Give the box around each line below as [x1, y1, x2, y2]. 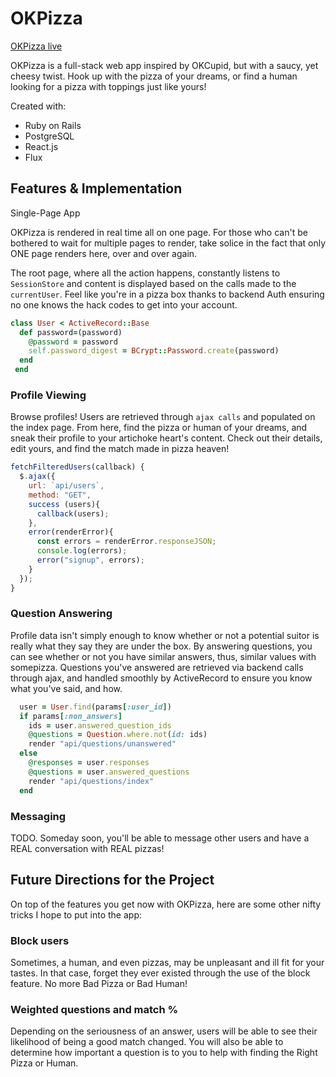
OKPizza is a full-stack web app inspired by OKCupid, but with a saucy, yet [10, 59, 319, 71]
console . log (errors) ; [36, 546, 128, 556]
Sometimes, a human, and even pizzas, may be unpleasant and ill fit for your [10, 957, 325, 968]
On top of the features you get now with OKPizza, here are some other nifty [10, 898, 322, 910]
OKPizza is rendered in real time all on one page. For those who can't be [10, 226, 308, 238]
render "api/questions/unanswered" [28, 739, 177, 749]
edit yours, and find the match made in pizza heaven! [10, 443, 230, 455]
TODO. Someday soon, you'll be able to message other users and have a [10, 832, 310, 844]
